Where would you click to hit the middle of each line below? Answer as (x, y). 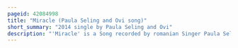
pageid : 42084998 (33, 14)
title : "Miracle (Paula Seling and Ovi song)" (77, 20)
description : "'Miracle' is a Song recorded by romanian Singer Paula (114, 34)
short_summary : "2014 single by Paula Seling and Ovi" (90, 27)
